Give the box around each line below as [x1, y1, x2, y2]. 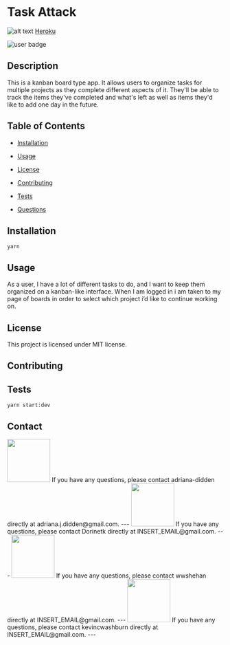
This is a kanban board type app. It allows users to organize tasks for [7, 78, 203, 87]
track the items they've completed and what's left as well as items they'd [7, 93, 213, 101]
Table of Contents [7, 120, 86, 132]
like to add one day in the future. [7, 100, 99, 109]
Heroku [34, 27, 56, 35]
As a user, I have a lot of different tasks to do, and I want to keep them [7, 280, 205, 289]
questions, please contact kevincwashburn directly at [7, 623, 159, 631]
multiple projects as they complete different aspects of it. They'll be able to [7, 85, 219, 94]
